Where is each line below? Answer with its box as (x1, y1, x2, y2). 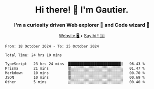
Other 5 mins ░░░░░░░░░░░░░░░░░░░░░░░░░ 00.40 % (5, 79, 145, 84)
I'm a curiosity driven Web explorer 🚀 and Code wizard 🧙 (14, 22, 150, 29)
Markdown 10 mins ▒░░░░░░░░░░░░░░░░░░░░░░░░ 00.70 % (5, 70, 145, 75)
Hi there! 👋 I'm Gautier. (35, 4, 129, 15)
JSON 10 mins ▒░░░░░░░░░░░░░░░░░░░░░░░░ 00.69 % (5, 75, 145, 80)
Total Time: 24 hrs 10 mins (5, 53, 62, 58)
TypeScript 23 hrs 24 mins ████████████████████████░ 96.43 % (5, 61, 145, 67)
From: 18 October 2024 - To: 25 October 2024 (5, 44, 99, 49)
